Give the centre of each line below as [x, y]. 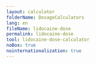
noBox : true [21, 46]
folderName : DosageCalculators [45, 17]
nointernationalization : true [44, 51]
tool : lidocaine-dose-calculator [48, 40]
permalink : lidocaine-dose [40, 34]
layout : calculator [31, 12]
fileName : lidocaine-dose [38, 28]
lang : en [17, 23]
